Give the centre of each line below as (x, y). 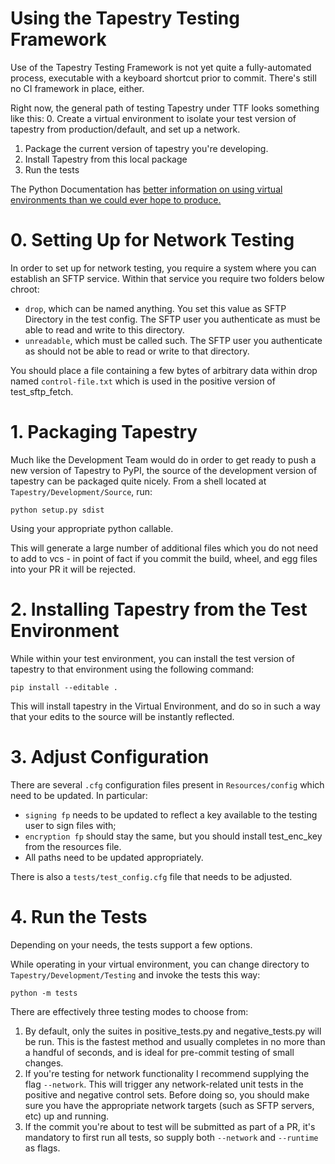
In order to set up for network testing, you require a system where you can (163, 268)
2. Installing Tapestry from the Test (159, 609)
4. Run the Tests (79, 916)
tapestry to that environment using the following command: (132, 669)
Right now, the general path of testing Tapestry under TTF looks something (165, 108)
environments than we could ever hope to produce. (116, 199)
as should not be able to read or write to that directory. (137, 351)
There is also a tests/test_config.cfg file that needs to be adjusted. (151, 876)
